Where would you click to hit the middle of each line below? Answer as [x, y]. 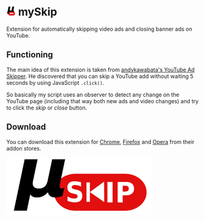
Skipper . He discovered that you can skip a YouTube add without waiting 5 [100, 76]
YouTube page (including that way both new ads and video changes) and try [102, 101]
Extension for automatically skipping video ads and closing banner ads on [99, 29]
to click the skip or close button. [47, 108]
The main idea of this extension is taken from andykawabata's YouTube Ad [100, 69]
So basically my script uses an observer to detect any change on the [93, 95]
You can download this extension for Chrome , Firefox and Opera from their [100, 142]
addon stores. [24, 148]
